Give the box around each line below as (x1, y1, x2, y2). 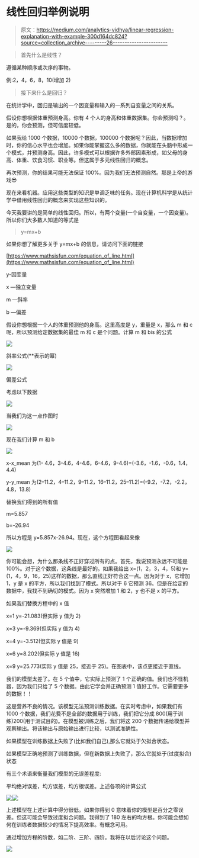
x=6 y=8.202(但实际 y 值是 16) (6, 650, 80, 657)
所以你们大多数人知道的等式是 (6, 216, 79, 223)
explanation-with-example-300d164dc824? (20, 33, 127, 40)
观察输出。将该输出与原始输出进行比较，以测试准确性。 (6, 725, 141, 732)
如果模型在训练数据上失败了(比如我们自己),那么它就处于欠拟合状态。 (6, 737, 173, 744)
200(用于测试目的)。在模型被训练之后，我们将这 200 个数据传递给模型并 (13, 717, 190, 724)
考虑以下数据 (6, 388, 37, 396)
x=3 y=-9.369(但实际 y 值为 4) (6, 625, 80, 632)
